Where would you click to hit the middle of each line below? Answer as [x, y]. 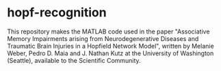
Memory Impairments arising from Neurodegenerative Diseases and [103, 38]
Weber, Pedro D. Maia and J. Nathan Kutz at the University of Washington [110, 53]
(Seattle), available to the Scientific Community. [74, 60]
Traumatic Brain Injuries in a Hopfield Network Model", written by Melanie [110, 46]
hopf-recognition [57, 13]
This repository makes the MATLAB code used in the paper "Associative [108, 31]
